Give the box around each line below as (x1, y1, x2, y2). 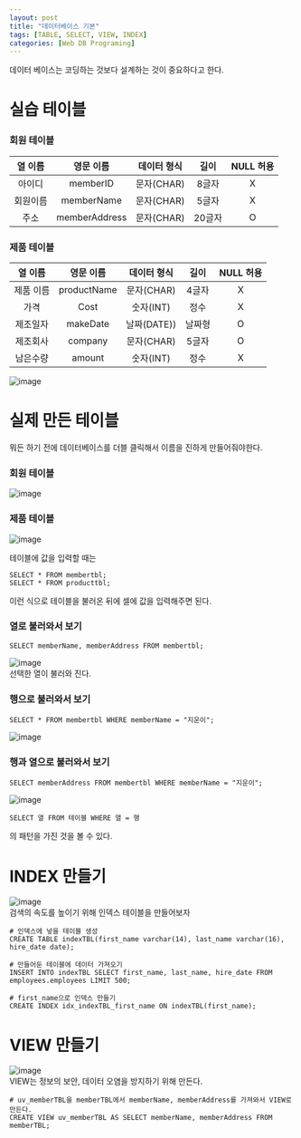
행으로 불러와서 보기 (9, 692, 91, 705)
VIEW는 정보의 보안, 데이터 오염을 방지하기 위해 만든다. (9, 1075, 203, 1087)
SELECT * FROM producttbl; (9, 578, 111, 587)
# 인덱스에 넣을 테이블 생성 (9, 927, 99, 936)
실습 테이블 (9, 100, 87, 121)
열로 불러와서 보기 (9, 620, 83, 632)
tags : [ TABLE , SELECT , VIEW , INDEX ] (9, 30, 147, 39)
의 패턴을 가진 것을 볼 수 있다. (9, 831, 113, 842)
